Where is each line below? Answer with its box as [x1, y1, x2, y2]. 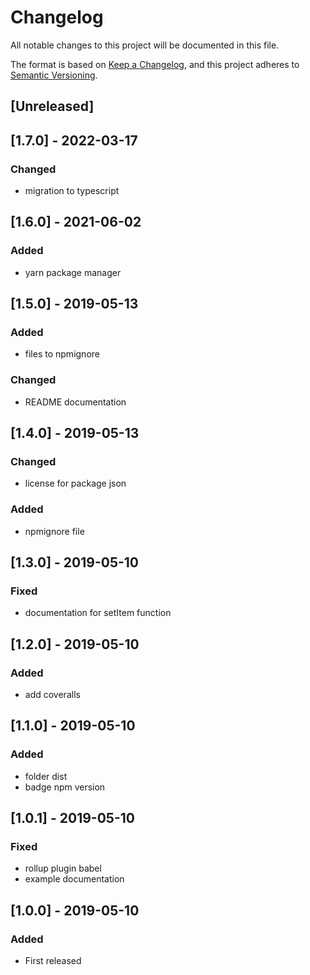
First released [24, 955, 82, 967]
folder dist [24, 770, 68, 782]
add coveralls [24, 689, 81, 701]
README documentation [24, 396, 127, 408]
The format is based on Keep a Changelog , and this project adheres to [10, 58, 300, 70]
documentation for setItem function [24, 607, 172, 619]
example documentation [24, 873, 125, 885]
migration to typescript [24, 185, 120, 197]
